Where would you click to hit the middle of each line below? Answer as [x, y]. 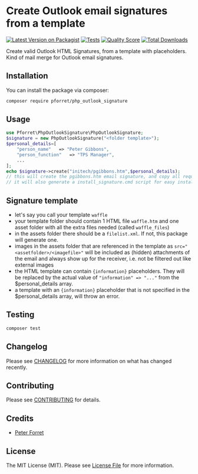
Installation [27, 76]
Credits [20, 418]
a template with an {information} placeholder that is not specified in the [102, 290]
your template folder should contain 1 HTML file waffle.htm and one [97, 221]
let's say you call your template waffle [61, 215]
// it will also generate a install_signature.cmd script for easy [91, 182]
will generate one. [37, 240]
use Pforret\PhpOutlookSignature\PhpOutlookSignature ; [75, 133]
